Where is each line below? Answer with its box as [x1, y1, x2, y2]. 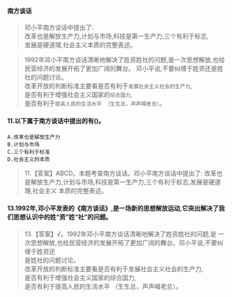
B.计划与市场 [7, 141, 40, 148]
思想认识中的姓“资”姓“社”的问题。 [13, 213, 113, 221]
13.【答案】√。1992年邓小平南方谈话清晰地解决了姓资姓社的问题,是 [24, 229, 217, 238]
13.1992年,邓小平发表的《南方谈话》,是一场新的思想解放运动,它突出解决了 [7, 204, 219, 212]
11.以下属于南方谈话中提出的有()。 [7, 116, 105, 125]
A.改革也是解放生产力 [7, 133, 61, 141]
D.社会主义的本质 [7, 156, 50, 164]
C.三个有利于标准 [7, 149, 50, 156]
